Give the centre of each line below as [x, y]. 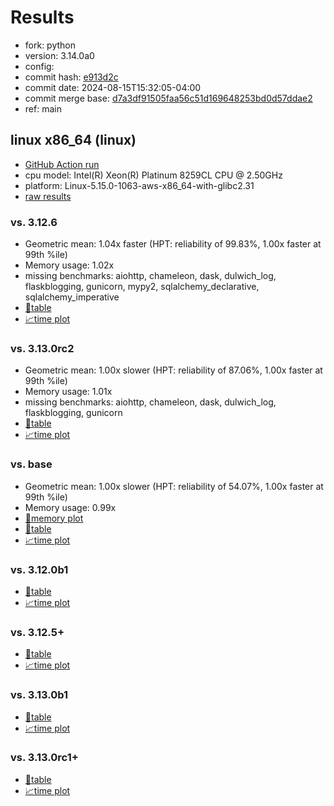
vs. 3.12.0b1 [39, 569]
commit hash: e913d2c [71, 77]
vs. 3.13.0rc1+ [44, 758]
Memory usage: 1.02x [69, 265]
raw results [48, 196]
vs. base [31, 464]
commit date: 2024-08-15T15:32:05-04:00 [113, 87]
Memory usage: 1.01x [68, 392]
